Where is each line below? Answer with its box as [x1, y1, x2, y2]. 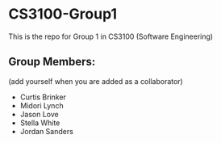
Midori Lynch [19, 100, 64, 110]
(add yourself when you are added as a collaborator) [8, 76, 183, 86]
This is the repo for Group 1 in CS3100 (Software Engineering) [8, 32, 214, 41]
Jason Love [19, 109, 59, 119]
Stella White [19, 118, 60, 128]
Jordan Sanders [19, 126, 74, 136]
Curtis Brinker [19, 92, 67, 102]
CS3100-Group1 [8, 5, 118, 23]
